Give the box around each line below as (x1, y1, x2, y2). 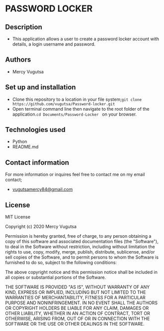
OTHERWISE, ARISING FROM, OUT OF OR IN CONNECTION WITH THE (5, 316, 150, 322)
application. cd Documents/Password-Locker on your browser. (12, 111, 137, 117)
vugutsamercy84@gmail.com (12, 187, 73, 193)
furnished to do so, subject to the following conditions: (5, 260, 117, 265)
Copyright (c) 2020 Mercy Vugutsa (5, 224, 77, 230)
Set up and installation (5, 83, 76, 92)
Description (5, 23, 42, 31)
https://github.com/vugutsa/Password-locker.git (12, 101, 115, 107)
